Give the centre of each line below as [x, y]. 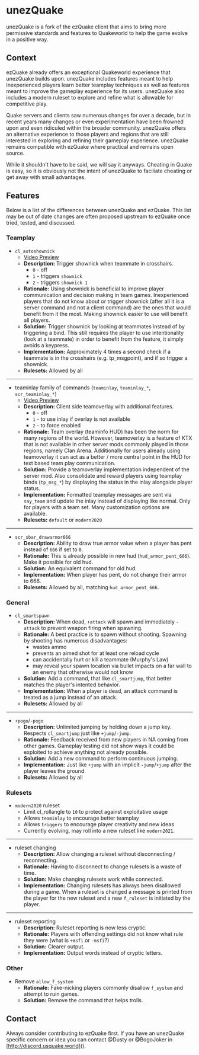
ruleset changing [35, 848]
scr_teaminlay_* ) [36, 394]
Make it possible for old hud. [58, 562]
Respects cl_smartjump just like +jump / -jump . [77, 733]
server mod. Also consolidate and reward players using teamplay [103, 475]
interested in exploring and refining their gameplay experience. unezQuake [97, 140]
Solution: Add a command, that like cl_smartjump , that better [97, 679]
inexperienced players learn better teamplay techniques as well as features [98, 85]
